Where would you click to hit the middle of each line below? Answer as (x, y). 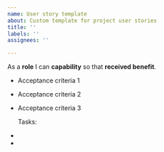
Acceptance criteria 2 (49, 94)
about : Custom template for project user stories (82, 21)
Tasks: (27, 122)
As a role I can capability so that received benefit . (82, 67)
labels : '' (23, 34)
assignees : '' (28, 40)
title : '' (22, 27)
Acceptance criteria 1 (49, 81)
